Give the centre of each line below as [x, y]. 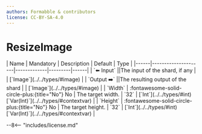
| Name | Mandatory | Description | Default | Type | [70, 64]
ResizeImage [39, 47]
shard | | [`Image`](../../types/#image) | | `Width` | [67, 88]
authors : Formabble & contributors [51, 12]
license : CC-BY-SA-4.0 [35, 17]
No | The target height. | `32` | [86, 107]
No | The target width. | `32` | [101, 94]
